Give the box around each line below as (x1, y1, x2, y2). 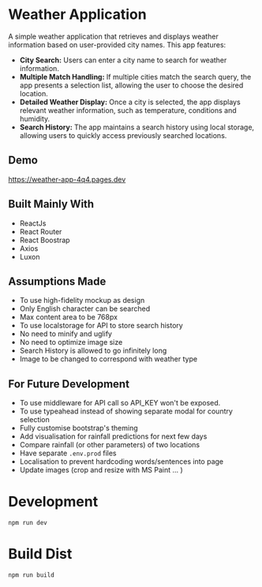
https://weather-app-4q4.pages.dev (8, 174, 126, 184)
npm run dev (8, 519, 47, 527)
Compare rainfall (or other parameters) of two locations (19, 440, 200, 450)
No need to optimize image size (19, 338, 123, 347)
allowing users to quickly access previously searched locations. (19, 130, 227, 140)
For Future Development (8, 377, 130, 391)
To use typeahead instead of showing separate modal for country (19, 406, 233, 416)
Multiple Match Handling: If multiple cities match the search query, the (19, 72, 252, 81)
